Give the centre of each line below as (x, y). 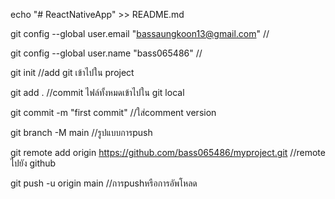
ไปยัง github (33, 163)
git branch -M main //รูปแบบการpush (81, 132)
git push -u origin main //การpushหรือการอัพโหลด (104, 183)
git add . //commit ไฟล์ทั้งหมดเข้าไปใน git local (97, 92)
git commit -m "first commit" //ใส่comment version (113, 112)
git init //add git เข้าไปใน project (72, 72)
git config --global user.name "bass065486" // (106, 53)
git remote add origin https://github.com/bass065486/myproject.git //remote (168, 152)
